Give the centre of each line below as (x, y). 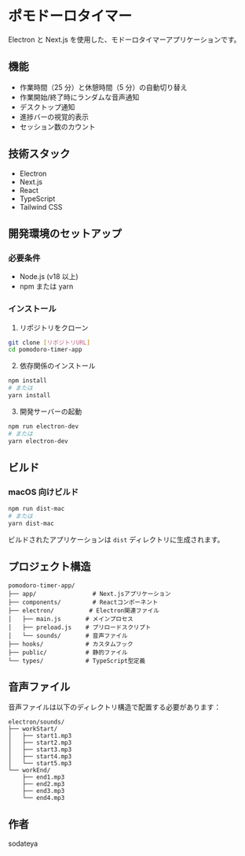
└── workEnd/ (29, 770)
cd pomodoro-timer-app (45, 350)
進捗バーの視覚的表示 (54, 117)
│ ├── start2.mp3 (40, 743)
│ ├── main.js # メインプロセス (71, 619)
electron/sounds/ (37, 722)
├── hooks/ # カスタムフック (71, 644)
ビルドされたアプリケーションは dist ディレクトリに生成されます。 (116, 539)
